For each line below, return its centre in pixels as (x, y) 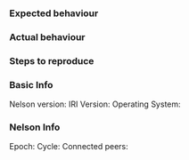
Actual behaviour (48, 36)
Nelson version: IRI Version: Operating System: (95, 104)
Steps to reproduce (52, 60)
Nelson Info (35, 127)
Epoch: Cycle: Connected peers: (69, 147)
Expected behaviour (54, 13)
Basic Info (31, 84)
